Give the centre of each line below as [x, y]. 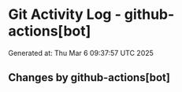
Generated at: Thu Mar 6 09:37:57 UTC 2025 [81, 53]
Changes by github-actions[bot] [89, 77]
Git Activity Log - [65, 15]
